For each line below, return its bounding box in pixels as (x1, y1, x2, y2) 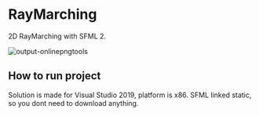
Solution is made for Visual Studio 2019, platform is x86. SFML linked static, (8, 90, 252, 100)
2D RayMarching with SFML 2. (8, 31, 107, 41)
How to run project (8, 69, 101, 83)
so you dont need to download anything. (8, 98, 139, 107)
